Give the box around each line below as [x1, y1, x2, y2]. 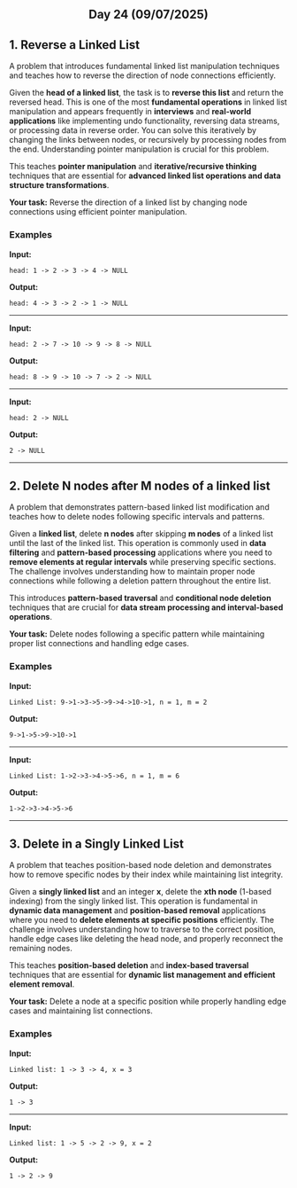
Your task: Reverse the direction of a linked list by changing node [9, 197, 247, 207]
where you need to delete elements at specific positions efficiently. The [9, 915, 275, 926]
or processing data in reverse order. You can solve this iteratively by [9, 125, 257, 136]
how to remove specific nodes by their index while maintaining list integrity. [9, 869, 284, 880]
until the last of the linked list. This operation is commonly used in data [9, 538, 267, 549]
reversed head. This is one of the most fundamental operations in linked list [9, 97, 287, 107]
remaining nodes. [9, 943, 72, 954]
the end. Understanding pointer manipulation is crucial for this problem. [9, 144, 270, 154]
